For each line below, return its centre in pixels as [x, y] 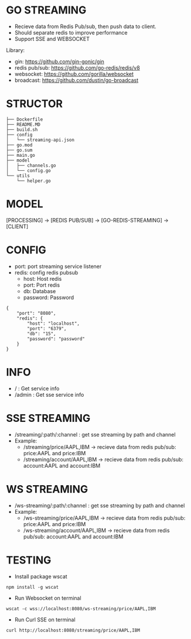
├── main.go [21, 155]
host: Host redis [42, 279]
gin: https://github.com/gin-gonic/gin [59, 61]
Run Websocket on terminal [48, 598]
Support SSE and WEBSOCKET [52, 39]
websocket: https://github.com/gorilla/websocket [74, 74]
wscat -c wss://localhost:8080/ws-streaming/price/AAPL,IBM [81, 609]
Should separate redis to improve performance [71, 32]
